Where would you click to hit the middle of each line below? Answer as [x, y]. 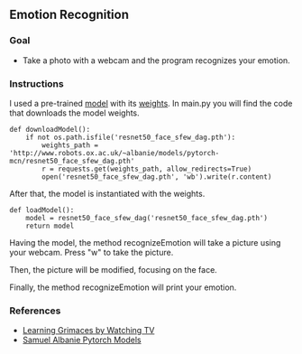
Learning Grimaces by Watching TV [88, 331]
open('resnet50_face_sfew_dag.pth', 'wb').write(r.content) [157, 177]
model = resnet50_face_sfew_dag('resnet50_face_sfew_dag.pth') [147, 218]
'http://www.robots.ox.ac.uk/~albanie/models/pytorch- [114, 153]
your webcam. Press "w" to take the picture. [92, 252]
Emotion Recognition [69, 15]
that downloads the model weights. [74, 113]
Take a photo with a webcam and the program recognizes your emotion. [156, 60]
